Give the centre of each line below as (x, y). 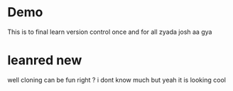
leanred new (45, 60)
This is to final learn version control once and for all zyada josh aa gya (110, 32)
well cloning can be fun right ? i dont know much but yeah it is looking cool (116, 80)
